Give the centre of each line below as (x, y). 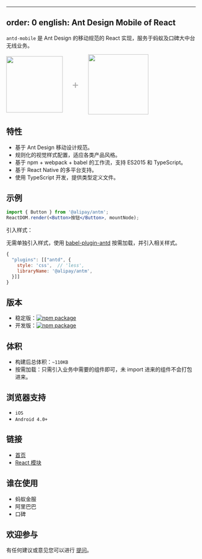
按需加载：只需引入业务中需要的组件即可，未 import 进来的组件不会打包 (103, 370)
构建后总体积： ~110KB (41, 362)
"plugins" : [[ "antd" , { (41, 260)
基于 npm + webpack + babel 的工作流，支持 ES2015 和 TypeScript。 (100, 162)
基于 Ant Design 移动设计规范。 (54, 147)
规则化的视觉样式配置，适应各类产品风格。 (68, 154)
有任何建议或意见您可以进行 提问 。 (49, 550)
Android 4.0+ (31, 419)
